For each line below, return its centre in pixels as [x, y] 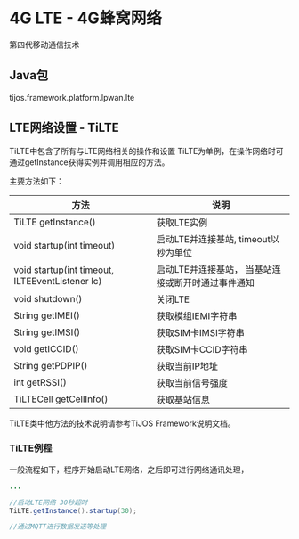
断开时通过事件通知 [214, 282]
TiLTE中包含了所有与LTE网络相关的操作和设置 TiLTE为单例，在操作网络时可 [146, 151]
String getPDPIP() [51, 365]
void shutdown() [48, 298]
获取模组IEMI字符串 [197, 315]
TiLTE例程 [31, 448]
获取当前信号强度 [192, 382]
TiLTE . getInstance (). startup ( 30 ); [73, 510]
